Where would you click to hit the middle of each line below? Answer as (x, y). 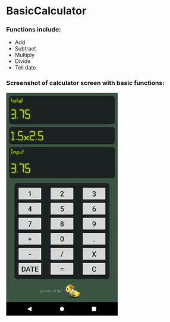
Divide (23, 61)
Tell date (25, 68)
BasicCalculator (46, 11)
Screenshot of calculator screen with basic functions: (85, 83)
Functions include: (34, 30)
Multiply (25, 55)
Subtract (25, 49)
